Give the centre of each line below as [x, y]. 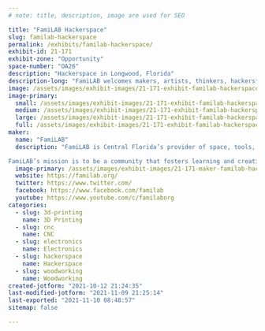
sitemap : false [33, 308]
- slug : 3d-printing [49, 212]
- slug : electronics [49, 242]
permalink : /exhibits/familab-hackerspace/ [81, 44]
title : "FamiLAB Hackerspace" [58, 30]
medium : [28, 110]
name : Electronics [52, 249]
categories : [28, 205]
